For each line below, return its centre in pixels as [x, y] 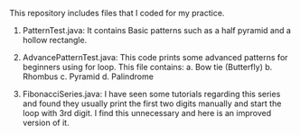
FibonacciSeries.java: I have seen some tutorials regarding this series [151, 94]
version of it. [46, 122]
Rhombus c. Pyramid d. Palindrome [88, 76]
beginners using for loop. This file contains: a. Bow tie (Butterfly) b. [147, 67]
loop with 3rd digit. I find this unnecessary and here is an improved [147, 113]
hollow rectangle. [55, 40]
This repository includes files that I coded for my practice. [117, 13]
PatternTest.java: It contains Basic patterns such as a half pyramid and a [157, 30]
